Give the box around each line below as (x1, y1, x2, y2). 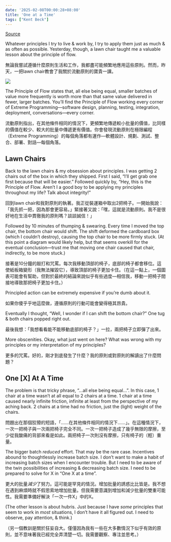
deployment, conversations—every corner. (5, 110, 95, 116)
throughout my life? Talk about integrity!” (5, 189, 91, 196)
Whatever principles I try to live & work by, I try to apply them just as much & (5, 41, 165, 47)
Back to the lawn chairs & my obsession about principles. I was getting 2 (5, 168, 157, 174)
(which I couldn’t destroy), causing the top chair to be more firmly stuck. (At (5, 234, 164, 240)
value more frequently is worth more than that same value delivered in (5, 94, 152, 100)
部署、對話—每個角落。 (14, 139, 64, 146)
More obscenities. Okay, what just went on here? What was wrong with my (5, 336, 162, 343)
